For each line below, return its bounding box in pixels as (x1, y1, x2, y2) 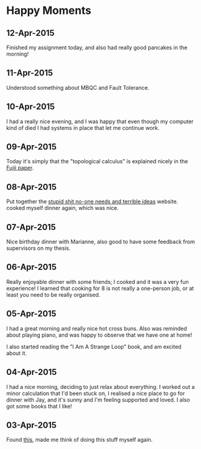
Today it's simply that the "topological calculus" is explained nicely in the (6, 158, 188, 165)
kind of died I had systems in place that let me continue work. (6, 124, 160, 131)
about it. (6, 349, 27, 357)
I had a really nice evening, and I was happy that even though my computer (6, 118, 194, 125)
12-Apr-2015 (6, 28, 54, 38)
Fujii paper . (6, 164, 34, 172)
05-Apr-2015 (6, 309, 56, 319)
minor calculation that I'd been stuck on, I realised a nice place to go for (6, 390, 185, 397)
